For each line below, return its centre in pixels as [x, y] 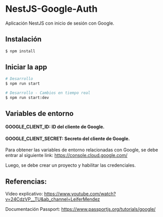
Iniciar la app [26, 67]
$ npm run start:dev [27, 98]
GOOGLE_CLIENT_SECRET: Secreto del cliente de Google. [68, 139]
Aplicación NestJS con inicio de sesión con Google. [60, 23]
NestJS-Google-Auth [52, 9]
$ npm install [21, 51]
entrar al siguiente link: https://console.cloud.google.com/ [66, 155]
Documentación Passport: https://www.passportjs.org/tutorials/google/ [80, 209]
